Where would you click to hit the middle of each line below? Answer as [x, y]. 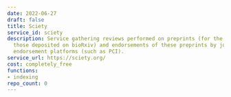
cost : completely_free [40, 64]
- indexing [23, 77]
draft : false [26, 20]
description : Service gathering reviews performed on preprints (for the [115, 39]
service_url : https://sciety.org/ [57, 58]
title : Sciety [27, 26]
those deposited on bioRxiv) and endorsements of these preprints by [115, 45]
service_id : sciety [35, 32]
